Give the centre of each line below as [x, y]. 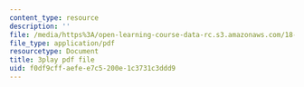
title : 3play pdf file [52, 60]
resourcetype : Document [54, 52]
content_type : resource [54, 18]
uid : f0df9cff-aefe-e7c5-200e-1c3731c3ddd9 [93, 69]
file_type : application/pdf [62, 43]
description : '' [40, 26]
